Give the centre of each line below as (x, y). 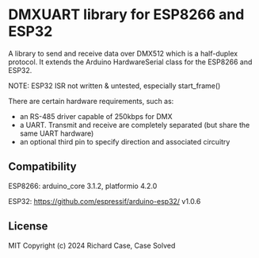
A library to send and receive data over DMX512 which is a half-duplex (123, 53)
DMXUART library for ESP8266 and (126, 15)
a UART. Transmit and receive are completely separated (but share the (135, 125)
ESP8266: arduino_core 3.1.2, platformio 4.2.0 (83, 186)
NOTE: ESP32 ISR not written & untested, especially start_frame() (114, 86)
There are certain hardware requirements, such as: (91, 101)
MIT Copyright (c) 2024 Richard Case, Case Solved (92, 245)
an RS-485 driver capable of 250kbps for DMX (96, 116)
